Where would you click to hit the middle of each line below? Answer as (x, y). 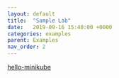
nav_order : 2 (27, 47)
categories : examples (39, 34)
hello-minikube (29, 67)
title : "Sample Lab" (39, 21)
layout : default (31, 14)
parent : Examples (33, 40)
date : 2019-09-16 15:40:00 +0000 (60, 27)
